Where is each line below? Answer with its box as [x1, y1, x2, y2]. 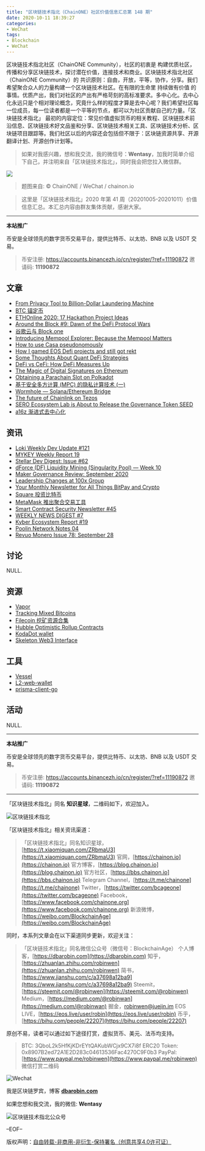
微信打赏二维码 [21, 1062, 59, 1070]
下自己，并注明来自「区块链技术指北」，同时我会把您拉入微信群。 [21, 157, 185, 165]
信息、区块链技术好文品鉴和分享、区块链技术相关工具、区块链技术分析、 [11, 122, 193, 129]
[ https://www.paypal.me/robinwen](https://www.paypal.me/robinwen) [21, 1055, 198, 1062]
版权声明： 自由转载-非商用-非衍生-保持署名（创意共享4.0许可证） [6, 1138, 172, 1145]
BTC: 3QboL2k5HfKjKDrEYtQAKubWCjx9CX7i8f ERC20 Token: [21, 1042, 179, 1049]
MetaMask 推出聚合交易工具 [15, 498, 87, 505]
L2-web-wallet [15, 679, 52, 686]
